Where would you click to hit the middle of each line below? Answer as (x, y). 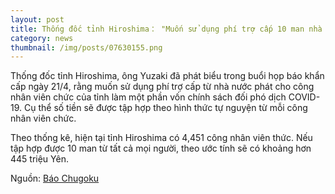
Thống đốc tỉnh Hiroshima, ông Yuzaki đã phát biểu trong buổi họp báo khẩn (167, 76)
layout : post (37, 19)
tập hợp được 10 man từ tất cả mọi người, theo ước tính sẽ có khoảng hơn (161, 148)
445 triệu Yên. (39, 159)
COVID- (304, 97)
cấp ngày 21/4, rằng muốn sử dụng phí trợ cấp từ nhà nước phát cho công (162, 87)
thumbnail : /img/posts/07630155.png (86, 47)
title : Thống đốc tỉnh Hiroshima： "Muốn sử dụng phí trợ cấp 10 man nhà (166, 29)
